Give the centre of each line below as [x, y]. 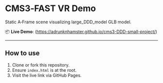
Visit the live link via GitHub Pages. [47, 75]
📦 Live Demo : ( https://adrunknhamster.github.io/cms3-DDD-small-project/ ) [81, 32]
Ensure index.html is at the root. [44, 70]
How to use [22, 53]
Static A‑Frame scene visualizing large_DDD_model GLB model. [68, 22]
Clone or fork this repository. [41, 65]
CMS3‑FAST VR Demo [50, 8]
